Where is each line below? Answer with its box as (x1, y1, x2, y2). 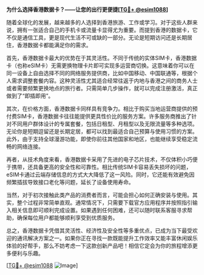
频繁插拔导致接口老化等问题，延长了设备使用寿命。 (6, 179, 134, 185)
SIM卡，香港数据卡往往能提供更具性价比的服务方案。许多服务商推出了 (16, 113, 192, 120)
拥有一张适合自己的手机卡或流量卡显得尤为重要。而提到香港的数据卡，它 (16, 27, 198, 33)
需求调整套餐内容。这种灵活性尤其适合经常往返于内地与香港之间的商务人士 (11, 77, 198, 84)
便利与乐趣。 (11, 250, 44, 257)
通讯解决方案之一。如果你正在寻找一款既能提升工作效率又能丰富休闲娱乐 (16, 234, 198, 242)
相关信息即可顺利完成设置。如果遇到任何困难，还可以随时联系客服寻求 (11, 207, 187, 214)
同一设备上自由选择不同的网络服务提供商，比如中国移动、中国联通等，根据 (6, 70, 192, 76)
